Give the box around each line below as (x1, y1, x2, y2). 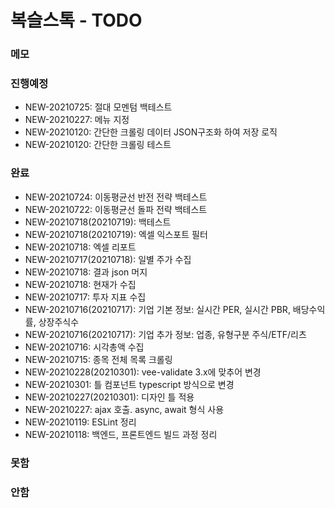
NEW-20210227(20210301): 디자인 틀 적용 (24, 391, 195, 403)
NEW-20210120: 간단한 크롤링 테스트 (24, 139, 172, 151)
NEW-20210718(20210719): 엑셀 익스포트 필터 (24, 228, 208, 240)
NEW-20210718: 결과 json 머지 (24, 266, 148, 278)
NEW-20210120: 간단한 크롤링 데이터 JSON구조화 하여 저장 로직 (24, 126, 278, 138)
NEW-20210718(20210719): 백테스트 (24, 216, 172, 228)
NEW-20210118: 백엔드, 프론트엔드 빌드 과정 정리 (24, 428, 218, 440)
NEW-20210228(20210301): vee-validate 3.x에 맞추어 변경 (24, 366, 262, 378)
